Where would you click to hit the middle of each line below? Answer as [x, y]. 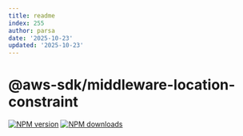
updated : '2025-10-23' [46, 46]
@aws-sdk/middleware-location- [122, 85]
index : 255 [26, 23]
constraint [43, 102]
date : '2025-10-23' [41, 38]
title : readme [32, 16]
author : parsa [32, 30]
